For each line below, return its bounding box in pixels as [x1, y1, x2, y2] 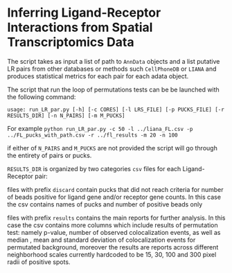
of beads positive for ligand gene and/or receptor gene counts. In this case [7, 193, 222, 201]
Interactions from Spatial [7, 19, 153, 35]
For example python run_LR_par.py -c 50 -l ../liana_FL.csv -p [7, 124, 193, 132]
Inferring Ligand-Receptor [7, 5, 161, 21]
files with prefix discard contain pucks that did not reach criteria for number [7, 185, 224, 193]
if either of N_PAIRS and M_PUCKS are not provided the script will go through [7, 143, 218, 152]
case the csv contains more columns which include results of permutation [7, 220, 218, 229]
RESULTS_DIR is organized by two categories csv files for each [7, 164, 181, 173]
